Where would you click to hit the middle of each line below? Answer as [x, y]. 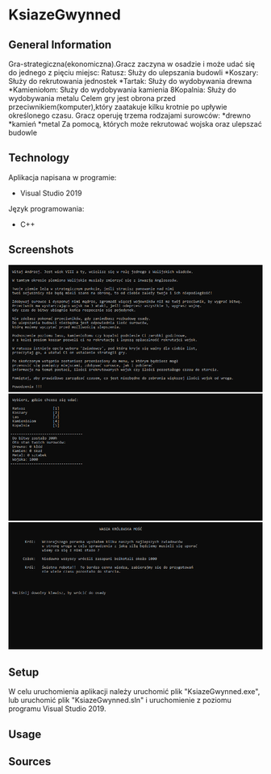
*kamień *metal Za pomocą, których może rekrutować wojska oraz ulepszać [135, 124]
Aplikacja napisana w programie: [63, 177]
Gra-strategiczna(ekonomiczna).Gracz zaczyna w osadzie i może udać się [132, 64]
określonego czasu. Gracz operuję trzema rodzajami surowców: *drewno [130, 115]
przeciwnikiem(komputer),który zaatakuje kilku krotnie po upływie [118, 107]
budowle [23, 132]
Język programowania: [46, 208]
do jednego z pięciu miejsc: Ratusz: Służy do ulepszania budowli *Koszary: [133, 73]
